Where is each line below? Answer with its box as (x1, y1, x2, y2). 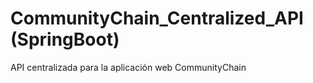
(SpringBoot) (10, 28, 120, 51)
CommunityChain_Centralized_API (10, 7, 304, 30)
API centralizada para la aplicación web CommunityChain (10, 61, 247, 73)
